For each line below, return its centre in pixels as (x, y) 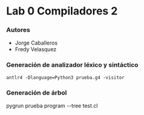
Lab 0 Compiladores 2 (62, 11)
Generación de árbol (37, 93)
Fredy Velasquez (36, 49)
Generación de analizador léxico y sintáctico (72, 65)
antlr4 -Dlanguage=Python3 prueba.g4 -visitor (65, 77)
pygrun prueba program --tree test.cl (52, 106)
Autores (18, 30)
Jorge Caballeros (36, 43)
